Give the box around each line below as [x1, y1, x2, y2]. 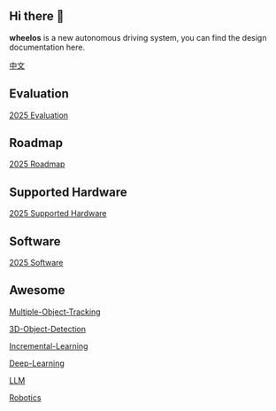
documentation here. [9, 42, 86, 52]
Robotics [9, 392, 42, 403]
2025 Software [9, 258, 64, 268]
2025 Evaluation [9, 110, 69, 120]
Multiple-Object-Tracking [9, 306, 101, 317]
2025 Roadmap [9, 159, 65, 169]
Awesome [9, 283, 65, 298]
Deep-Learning [9, 358, 65, 368]
